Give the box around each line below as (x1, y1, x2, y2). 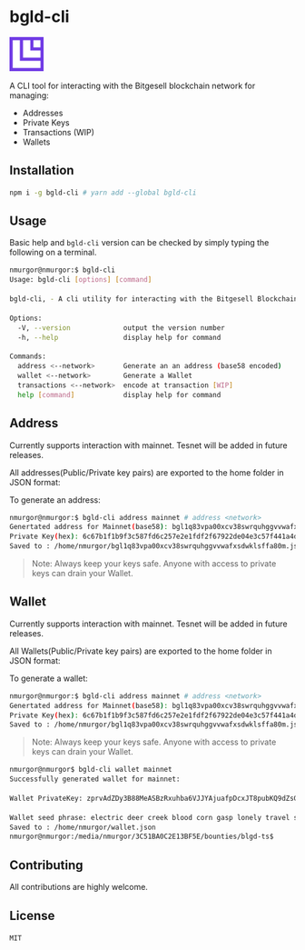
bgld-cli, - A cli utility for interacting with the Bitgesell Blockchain (9, 295, 299, 304)
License (9, 907, 55, 924)
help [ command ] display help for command (17, 390, 221, 399)
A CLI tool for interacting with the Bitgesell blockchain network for (9, 80, 256, 91)
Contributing (9, 857, 84, 873)
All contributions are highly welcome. (9, 882, 148, 893)
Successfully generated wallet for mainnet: (9, 775, 181, 784)
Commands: (9, 352, 47, 361)
